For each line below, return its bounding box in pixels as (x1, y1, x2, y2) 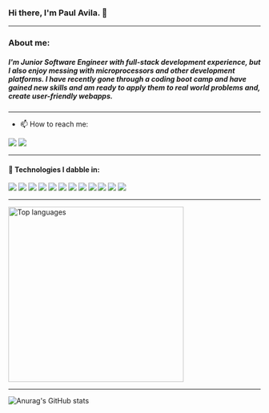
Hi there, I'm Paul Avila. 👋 (8, 7, 108, 18)
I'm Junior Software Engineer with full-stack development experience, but (8, 57, 261, 66)
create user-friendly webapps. (8, 91, 114, 101)
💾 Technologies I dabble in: (8, 164, 100, 174)
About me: (8, 38, 50, 49)
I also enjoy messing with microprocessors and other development (8, 66, 235, 75)
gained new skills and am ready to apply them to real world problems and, (8, 82, 261, 92)
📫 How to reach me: (19, 119, 89, 129)
